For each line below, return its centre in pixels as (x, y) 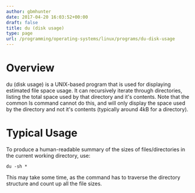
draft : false (22, 22)
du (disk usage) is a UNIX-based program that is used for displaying (88, 84)
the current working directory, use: (48, 155)
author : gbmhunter (29, 11)
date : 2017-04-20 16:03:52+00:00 (47, 17)
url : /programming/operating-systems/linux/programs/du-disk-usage (91, 39)
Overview (30, 68)
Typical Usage (42, 133)
